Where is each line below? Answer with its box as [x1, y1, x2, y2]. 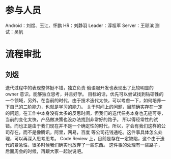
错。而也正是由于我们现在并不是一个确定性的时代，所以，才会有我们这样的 [5, 122, 161, 129]
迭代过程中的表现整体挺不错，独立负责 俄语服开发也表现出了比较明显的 [5, 84, 154, 90]
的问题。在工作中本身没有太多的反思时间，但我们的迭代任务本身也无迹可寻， [5, 110, 166, 116]
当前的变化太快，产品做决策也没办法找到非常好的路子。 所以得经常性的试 [5, 116, 158, 122]
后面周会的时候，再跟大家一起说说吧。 [5, 148, 85, 154]
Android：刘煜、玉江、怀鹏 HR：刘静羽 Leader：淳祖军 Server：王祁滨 [5, 22, 154, 28]
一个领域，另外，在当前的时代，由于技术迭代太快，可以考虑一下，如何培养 [5, 97, 161, 103]
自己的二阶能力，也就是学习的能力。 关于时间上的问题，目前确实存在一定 [9, 104, 163, 110]
